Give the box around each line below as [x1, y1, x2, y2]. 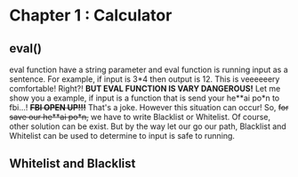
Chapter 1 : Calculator [9, 5, 173, 26]
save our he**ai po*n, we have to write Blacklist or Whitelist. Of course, [9, 112, 271, 122]
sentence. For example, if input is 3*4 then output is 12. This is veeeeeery [9, 74, 280, 84]
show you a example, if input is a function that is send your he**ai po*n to [9, 93, 280, 103]
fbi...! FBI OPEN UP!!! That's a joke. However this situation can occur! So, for [9, 102, 289, 112]
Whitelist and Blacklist [9, 157, 136, 172]
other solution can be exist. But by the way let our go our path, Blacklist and [9, 121, 286, 132]
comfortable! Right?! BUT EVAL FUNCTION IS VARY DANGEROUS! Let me [9, 84, 281, 93]
